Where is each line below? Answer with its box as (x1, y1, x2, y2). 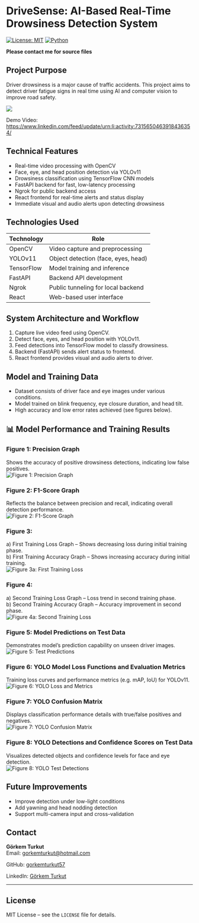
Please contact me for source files (6, 48, 92, 55)
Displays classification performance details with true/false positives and (6, 711, 182, 718)
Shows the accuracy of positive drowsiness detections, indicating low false (6, 459, 190, 466)
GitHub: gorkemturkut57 (6, 861, 66, 868)
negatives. (6, 717, 32, 724)
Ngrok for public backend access (14, 187, 97, 194)
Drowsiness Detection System (6, 17, 158, 30)
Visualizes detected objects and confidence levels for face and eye (6, 752, 170, 759)
